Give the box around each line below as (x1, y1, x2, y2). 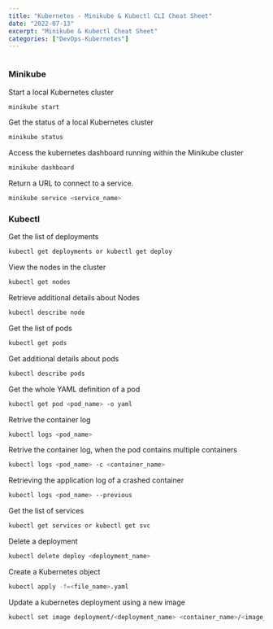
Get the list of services (8, 506, 84, 516)
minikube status (8, 133, 63, 142)
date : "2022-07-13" (8, 20, 75, 28)
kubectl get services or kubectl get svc (8, 522, 151, 530)
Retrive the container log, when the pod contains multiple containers (8, 445, 238, 455)
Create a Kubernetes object (8, 566, 101, 576)
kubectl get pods (8, 339, 67, 347)
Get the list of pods (8, 323, 73, 333)
